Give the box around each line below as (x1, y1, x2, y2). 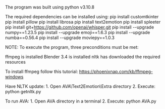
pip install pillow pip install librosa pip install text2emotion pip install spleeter (5, 19, 161, 25)
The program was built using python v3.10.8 (5, 4, 95, 10)
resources (5, 59, 26, 65)
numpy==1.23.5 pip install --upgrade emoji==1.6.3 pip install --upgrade (5, 30, 150, 35)
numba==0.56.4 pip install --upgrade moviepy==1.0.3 (5, 35, 115, 40)
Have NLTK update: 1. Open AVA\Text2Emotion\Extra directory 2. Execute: (5, 83, 156, 89)
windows (5, 74, 24, 79)
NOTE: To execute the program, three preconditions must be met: (5, 44, 139, 50)
